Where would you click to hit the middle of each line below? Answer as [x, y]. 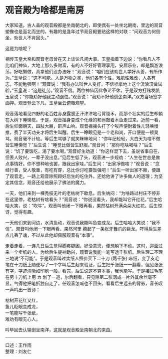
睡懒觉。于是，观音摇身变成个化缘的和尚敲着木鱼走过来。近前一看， [92, 120]
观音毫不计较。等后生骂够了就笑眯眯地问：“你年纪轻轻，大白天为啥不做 [87, 138]
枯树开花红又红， [23, 300]
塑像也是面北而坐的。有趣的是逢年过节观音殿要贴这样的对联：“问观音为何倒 [83, 31]
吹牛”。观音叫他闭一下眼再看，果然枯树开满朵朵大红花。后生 [96, 206]
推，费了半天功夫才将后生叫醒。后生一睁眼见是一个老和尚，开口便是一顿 [79, 132]
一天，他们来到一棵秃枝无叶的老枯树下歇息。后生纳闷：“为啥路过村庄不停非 [83, 193]
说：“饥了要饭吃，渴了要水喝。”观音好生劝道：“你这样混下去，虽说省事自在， [84, 151]
